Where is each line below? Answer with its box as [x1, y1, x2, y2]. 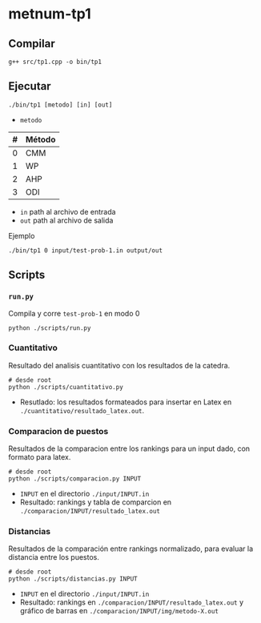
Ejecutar [8, 79, 51, 93]
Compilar [8, 37, 55, 50]
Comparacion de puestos [8, 425, 109, 436]
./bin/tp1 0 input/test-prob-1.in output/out [8, 246, 163, 255]
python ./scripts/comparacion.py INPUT [8, 475, 142, 483]
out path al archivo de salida [19, 215, 114, 225]
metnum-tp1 [8, 5, 92, 23]
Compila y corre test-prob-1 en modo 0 [8, 308, 140, 318]
